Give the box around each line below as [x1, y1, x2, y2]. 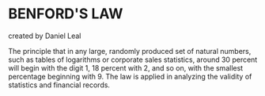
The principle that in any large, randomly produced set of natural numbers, [8, 46, 252, 56]
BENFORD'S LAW [8, 5, 123, 23]
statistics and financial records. [8, 80, 111, 90]
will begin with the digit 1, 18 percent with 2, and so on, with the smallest [8, 63, 244, 72]
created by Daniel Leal [8, 31, 81, 40]
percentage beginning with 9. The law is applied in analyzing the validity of [8, 71, 252, 81]
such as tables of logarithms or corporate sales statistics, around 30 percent [8, 55, 258, 64]
